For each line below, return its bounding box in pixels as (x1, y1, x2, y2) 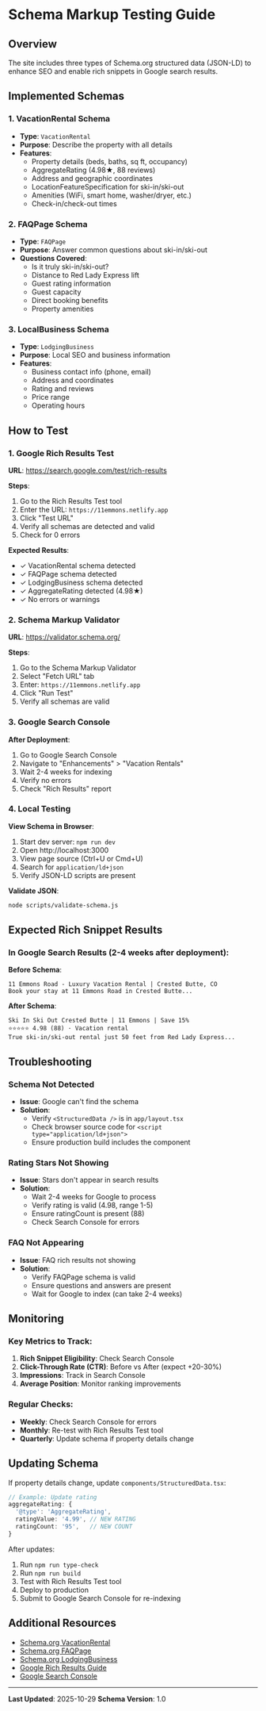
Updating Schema (8, 1457, 99, 1471)
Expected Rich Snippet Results (8, 923, 163, 937)
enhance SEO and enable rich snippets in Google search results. (8, 67, 218, 76)
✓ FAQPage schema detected (19, 569, 117, 578)
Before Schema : (8, 965, 62, 975)
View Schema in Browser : (8, 821, 94, 831)
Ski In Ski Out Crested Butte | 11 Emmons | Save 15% (8, 1017, 190, 1025)
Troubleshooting (8, 1055, 93, 1068)
